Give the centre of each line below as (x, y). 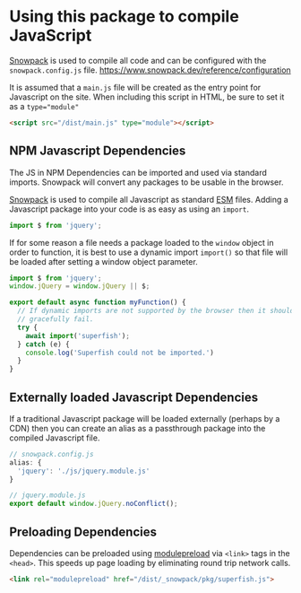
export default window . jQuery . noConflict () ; (94, 504)
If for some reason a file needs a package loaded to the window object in (142, 242)
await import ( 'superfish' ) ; (77, 336)
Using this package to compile (124, 17)
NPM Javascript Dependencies (98, 151)
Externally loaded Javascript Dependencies (134, 397)
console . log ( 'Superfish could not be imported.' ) (120, 353)
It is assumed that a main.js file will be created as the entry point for (135, 87)
